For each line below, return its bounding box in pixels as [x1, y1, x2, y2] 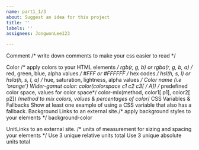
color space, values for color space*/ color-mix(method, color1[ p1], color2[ [6, 89, 191, 96]
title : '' [6, 20, 31, 25]
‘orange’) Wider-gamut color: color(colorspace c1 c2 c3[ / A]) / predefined [6, 82, 188, 90]
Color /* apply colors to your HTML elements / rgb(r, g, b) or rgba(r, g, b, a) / [6, 63, 193, 71]
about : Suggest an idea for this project [6, 14, 110, 20]
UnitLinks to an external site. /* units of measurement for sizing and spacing [6, 126, 192, 133]
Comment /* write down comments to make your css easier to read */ [6, 52, 176, 59]
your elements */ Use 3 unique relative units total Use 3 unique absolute [6, 132, 182, 139]
